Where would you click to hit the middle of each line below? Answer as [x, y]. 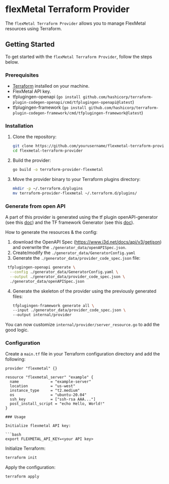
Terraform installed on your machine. [51, 86]
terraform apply [22, 477]
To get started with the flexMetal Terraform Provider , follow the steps [79, 56]
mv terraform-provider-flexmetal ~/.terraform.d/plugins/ [75, 193]
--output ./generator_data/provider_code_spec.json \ [67, 277]
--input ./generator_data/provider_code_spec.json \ [69, 310]
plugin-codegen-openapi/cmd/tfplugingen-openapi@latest [72, 103]
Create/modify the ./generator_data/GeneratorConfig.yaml [74, 253]
